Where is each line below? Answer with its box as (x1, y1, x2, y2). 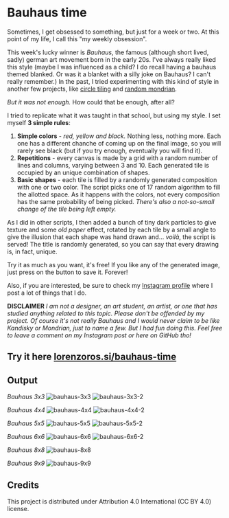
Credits (7, 479, 40, 491)
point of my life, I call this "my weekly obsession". (7, 34, 147, 43)
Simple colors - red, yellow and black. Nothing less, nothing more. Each (16, 132, 221, 140)
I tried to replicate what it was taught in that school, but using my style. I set (7, 111, 221, 120)
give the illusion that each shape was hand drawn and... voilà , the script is (7, 232, 216, 241)
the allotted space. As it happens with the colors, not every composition (16, 190, 221, 199)
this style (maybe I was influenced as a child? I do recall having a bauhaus (7, 63, 217, 71)
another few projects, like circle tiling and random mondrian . (7, 85, 177, 93)
